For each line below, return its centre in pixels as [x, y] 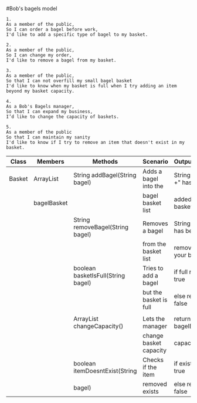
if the [150, 367]
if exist [183, 363]
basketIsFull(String [99, 275]
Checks [153, 360]
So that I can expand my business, [50, 111]
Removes [155, 223]
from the [154, 244]
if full [181, 272]
